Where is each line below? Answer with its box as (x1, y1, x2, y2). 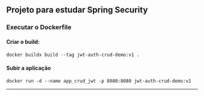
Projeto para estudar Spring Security (6, 5, 148, 15)
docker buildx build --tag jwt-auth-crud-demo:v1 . (6, 52, 140, 58)
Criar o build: (6, 38, 40, 45)
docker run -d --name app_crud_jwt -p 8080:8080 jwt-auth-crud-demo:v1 (6, 78, 191, 84)
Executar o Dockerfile (6, 23, 72, 32)
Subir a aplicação (6, 64, 52, 72)
